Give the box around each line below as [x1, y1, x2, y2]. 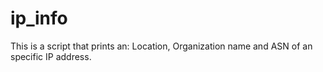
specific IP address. [10, 50, 92, 62]
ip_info [10, 7, 68, 30]
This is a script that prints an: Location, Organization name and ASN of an [10, 40, 313, 52]
